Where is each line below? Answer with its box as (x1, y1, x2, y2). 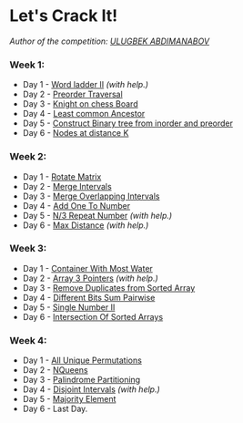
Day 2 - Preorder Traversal (22, 88, 123, 100)
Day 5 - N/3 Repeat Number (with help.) (22, 210, 173, 221)
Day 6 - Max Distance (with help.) (22, 220, 149, 231)
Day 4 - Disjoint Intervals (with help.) (22, 384, 161, 395)
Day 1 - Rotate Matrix (22, 170, 102, 182)
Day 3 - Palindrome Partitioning (22, 375, 141, 386)
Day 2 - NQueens (22, 365, 88, 376)
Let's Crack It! (9, 5, 118, 26)
